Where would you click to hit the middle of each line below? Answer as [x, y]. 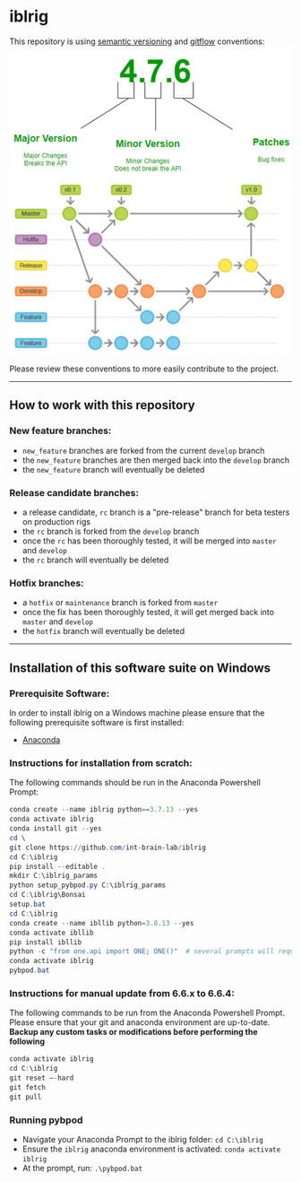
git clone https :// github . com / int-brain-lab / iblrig [107, 847]
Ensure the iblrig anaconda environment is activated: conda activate [151, 1149]
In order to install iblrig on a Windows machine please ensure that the [137, 713]
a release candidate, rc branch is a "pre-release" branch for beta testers [156, 512]
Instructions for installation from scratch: [101, 762]
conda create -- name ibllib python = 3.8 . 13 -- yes [102, 923]
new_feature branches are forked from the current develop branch [143, 450]
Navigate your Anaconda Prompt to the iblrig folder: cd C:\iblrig [143, 1140]
